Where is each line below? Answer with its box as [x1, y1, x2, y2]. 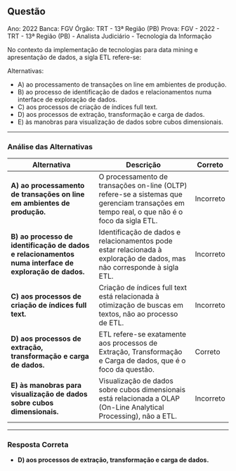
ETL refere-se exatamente [98, 329, 187, 339]
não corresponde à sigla [98, 263, 179, 272]
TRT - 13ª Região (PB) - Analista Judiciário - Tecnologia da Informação [7, 32, 212, 40]
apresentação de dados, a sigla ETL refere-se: [7, 53, 142, 61]
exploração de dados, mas [98, 253, 186, 263]
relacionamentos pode [98, 236, 173, 246]
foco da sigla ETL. [98, 216, 158, 226]
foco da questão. [98, 365, 155, 375]
